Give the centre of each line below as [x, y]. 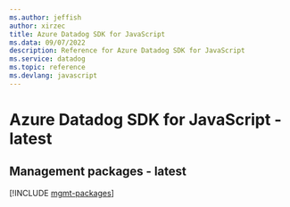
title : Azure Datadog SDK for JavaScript [87, 34]
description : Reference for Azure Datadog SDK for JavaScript [127, 51]
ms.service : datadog [48, 59]
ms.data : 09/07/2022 [48, 42]
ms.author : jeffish [46, 17]
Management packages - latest [98, 172]
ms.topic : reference [48, 68]
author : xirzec [37, 26]
